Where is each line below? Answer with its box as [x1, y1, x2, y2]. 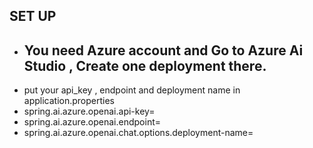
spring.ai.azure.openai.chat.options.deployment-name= [23, 127, 254, 139]
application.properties [23, 95, 116, 107]
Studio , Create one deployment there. [23, 57, 267, 74]
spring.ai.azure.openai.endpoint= [23, 116, 161, 128]
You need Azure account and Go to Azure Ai [23, 42, 304, 59]
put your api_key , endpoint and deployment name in [23, 84, 241, 96]
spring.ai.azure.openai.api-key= [23, 105, 156, 118]
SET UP [9, 8, 57, 25]
